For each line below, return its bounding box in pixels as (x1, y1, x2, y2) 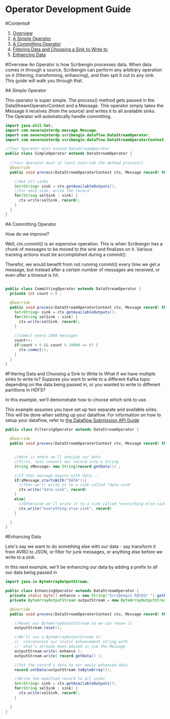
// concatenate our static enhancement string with (14, 639, 128, 645)
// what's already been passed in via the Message (14, 644, 125, 649)
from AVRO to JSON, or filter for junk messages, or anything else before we (5, 549, 163, 555)
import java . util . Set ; (5, 123, 53, 128)
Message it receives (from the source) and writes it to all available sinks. (5, 108, 156, 114)
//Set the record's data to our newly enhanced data (14, 662, 128, 667)
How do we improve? (5, 231, 50, 237)
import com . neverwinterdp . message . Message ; (5, 128, 99, 133)
